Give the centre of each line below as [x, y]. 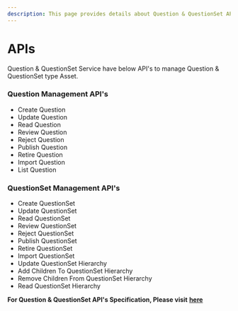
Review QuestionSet [47, 226]
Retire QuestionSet [45, 249]
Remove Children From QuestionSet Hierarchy [85, 278]
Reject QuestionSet [46, 233]
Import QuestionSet [46, 256]
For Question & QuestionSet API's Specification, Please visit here [105, 300]
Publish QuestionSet [47, 241]
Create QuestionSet [46, 204]
